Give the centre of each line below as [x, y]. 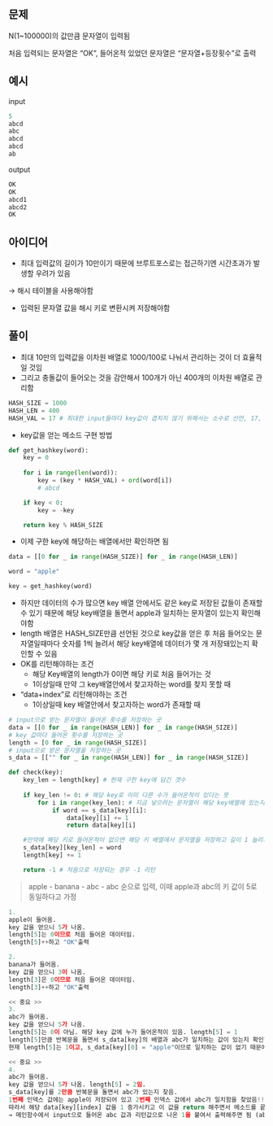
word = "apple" [34, 572]
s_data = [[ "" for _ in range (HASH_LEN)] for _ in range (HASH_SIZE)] [129, 758]
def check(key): [36, 772]
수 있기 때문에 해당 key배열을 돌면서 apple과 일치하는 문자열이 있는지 [130, 613]
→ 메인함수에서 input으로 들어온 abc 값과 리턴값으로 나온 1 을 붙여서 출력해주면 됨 [130, 1115]
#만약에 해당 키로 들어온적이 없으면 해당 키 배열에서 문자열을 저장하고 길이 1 [136, 840]
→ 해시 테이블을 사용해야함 [51, 290]
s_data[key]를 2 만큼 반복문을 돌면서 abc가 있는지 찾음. [93, 1093]
